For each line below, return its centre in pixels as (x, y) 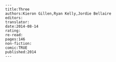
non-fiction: (19, 43)
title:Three (17, 9)
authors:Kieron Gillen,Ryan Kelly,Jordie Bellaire (58, 14)
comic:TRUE (16, 48)
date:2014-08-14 (22, 26)
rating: (13, 31)
